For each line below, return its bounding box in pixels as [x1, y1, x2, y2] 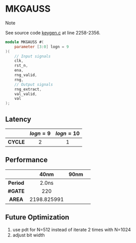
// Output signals [14, 82, 53, 87]
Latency [5, 115, 31, 123]
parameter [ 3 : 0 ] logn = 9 [14, 44, 69, 49]
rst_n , [14, 63, 28, 68]
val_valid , [14, 91, 37, 96]
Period [8, 179, 24, 186]
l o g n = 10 [55, 130, 80, 137]
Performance [5, 156, 48, 164]
